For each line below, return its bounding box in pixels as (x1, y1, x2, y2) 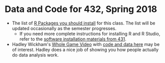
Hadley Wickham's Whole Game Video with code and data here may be (12, 41, 160, 47)
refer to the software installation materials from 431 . (19, 36, 126, 42)
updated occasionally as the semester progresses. (12, 25, 117, 31)
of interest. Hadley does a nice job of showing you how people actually (12, 46, 159, 52)
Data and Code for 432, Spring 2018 (5, 3, 157, 15)
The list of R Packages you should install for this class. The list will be (12, 20, 155, 26)
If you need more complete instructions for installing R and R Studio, (19, 30, 160, 36)
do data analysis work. (12, 51, 59, 58)
